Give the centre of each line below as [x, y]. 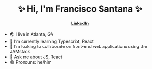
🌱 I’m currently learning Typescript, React [52, 41]
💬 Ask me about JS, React [36, 57]
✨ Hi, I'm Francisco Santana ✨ [80, 9]
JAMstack [20, 52]
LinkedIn [80, 23]
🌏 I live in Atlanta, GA [32, 34]
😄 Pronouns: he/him [30, 62]
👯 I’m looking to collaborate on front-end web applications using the [78, 46]
